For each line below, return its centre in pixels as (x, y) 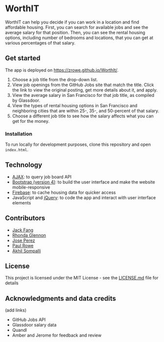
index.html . (17, 150)
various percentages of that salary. (40, 43)
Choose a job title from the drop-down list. (55, 79)
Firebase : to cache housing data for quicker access (64, 192)
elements (22, 203)
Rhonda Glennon (29, 235)
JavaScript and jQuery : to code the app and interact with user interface (84, 197)
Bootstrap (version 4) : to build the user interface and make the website (83, 182)
